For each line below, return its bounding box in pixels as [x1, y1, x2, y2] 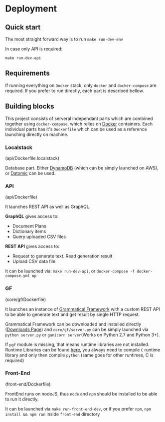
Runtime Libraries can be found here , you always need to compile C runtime [5, 346, 161, 352]
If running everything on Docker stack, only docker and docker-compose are [5, 82, 157, 88]
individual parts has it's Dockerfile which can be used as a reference [5, 126, 147, 132]
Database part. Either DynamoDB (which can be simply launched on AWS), [5, 164, 159, 170]
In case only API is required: [5, 46, 63, 51]
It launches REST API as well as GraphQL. [5, 203, 91, 210]
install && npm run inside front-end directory [5, 411, 100, 417]
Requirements [5, 69, 50, 77]
